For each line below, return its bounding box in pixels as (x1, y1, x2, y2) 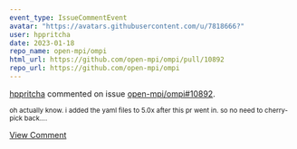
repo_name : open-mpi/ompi (9, 47, 107, 56)
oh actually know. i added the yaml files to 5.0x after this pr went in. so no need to (9, 106, 263, 115)
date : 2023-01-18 (9, 38, 75, 48)
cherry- (263, 106, 288, 115)
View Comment (9, 129, 67, 140)
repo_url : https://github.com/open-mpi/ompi (9, 64, 180, 73)
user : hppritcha (9, 30, 71, 39)
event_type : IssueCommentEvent (9, 13, 128, 23)
